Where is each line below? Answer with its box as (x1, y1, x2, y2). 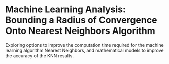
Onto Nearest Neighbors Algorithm (5, 25, 156, 37)
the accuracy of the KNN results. (5, 52, 74, 59)
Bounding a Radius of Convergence (5, 14, 157, 26)
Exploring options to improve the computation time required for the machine (5, 42, 164, 48)
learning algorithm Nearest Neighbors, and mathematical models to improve (5, 47, 164, 53)
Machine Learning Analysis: (5, 4, 126, 15)
